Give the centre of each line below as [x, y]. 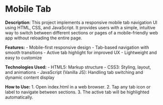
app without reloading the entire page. [44, 38]
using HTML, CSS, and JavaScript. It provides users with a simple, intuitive [80, 27]
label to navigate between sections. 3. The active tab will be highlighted [77, 92]
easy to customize [23, 57]
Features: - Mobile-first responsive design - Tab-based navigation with [77, 47]
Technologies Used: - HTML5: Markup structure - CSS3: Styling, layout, [78, 67]
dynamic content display [30, 77]
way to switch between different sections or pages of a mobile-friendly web [81, 33]
